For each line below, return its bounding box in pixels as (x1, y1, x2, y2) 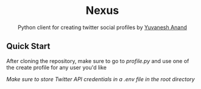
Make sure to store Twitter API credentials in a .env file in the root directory (6, 75, 195, 82)
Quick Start (6, 41, 51, 51)
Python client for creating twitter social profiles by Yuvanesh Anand (17, 24, 188, 31)
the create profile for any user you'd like (6, 64, 107, 71)
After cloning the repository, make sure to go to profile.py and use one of (6, 57, 189, 64)
